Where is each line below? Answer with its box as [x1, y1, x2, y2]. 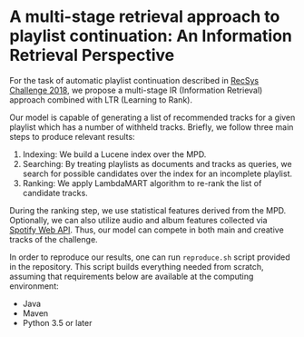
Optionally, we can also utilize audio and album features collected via [9, 214, 268, 225]
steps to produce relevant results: [9, 131, 135, 142]
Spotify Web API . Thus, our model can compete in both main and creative [9, 224, 284, 235]
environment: [9, 280, 59, 292]
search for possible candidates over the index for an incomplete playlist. [22, 168, 293, 179]
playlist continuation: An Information [9, 25, 292, 46]
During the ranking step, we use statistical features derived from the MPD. [9, 204, 287, 215]
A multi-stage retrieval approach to [9, 6, 280, 27]
